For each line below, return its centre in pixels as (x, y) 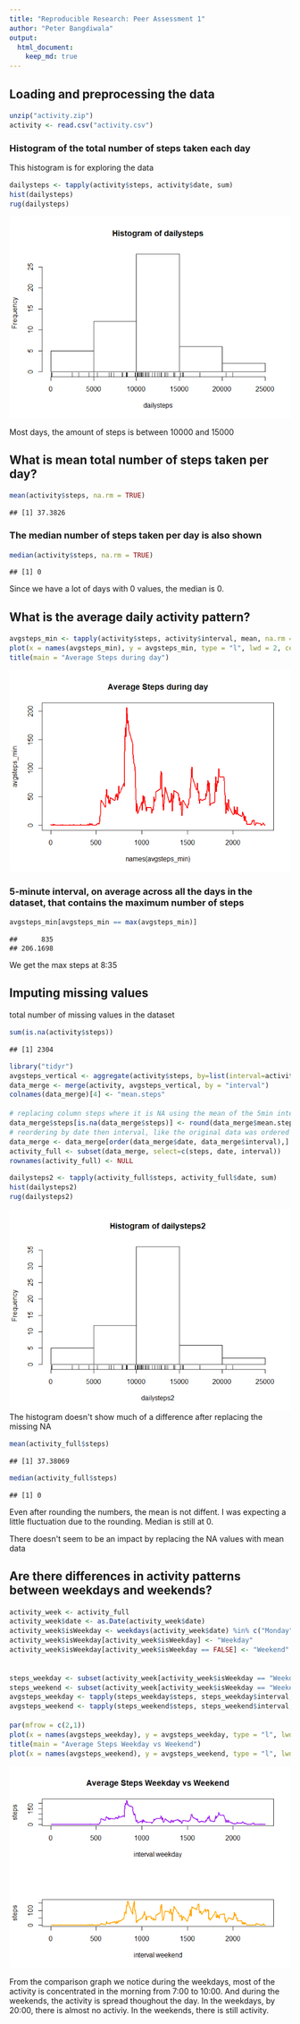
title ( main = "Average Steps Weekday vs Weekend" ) (105, 1744)
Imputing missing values (79, 993)
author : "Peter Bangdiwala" (62, 28)
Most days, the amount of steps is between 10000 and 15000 (122, 432)
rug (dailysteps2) (42, 1197)
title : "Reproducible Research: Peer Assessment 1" (107, 19)
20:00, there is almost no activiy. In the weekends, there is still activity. (139, 2010)
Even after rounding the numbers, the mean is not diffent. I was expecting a (148, 1511)
